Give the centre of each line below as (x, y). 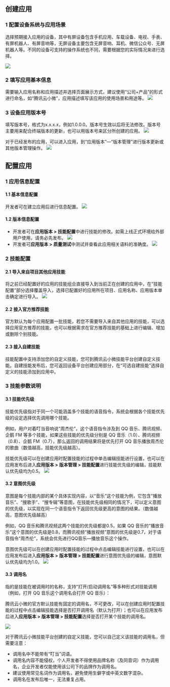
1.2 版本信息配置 (22, 219)
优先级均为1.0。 (26, 562)
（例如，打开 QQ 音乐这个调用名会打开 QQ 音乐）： (58, 593)
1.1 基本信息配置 (22, 194)
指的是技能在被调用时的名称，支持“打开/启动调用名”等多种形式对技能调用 (81, 587)
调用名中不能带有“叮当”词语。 (44, 654)
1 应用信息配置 (23, 181)
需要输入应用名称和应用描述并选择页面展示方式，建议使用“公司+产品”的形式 (84, 92)
